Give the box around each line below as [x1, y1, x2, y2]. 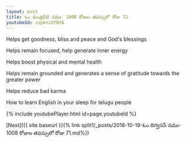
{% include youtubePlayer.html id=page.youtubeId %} [6, 110, 137, 118]
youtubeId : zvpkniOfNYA [6, 19, 65, 25]
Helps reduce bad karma [6, 88, 66, 95]
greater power [6, 76, 41, 83]
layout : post [6, 8, 38, 15]
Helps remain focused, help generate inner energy [6, 47, 128, 54]
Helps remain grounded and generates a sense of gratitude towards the [6, 70, 180, 77]
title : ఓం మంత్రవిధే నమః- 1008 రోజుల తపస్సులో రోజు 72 [6, 14, 128, 20]
